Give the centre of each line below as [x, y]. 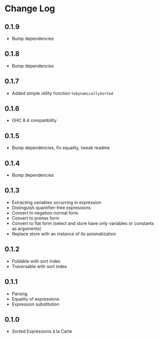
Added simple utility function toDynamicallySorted [63, 93]
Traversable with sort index [39, 266]
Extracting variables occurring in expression [56, 202]
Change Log [30, 9]
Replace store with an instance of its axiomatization [64, 234]
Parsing [19, 294]
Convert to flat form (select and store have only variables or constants [83, 223]
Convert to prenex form [35, 218]
